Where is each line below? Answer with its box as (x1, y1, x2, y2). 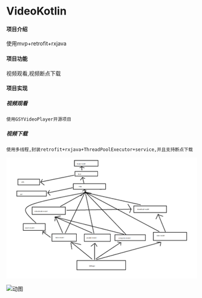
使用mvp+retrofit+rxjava (6, 40, 67, 47)
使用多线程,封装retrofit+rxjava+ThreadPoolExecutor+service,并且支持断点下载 (6, 147, 194, 153)
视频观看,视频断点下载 (6, 70, 62, 77)
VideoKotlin (6, 4, 67, 18)
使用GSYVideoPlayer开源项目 (6, 116, 71, 122)
